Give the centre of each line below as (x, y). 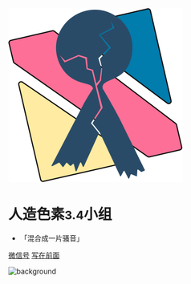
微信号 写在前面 (34, 255)
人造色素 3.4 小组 (60, 215)
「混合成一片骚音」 (52, 238)
